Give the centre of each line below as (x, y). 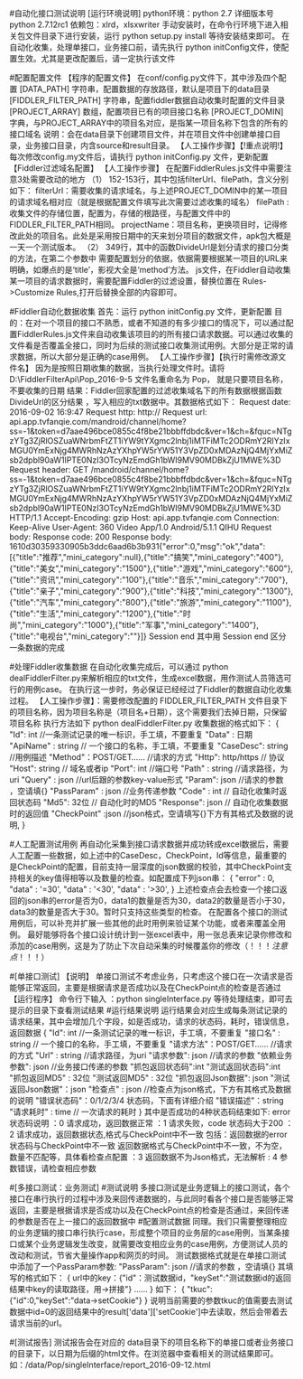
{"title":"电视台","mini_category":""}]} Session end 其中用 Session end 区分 (148, 636)
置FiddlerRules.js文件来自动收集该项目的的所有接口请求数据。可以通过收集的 (151, 334)
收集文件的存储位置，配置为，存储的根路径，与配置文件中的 (120, 213)
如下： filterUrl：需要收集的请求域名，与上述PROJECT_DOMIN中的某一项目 (149, 191)
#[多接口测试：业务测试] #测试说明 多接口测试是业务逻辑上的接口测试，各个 (150, 1187)
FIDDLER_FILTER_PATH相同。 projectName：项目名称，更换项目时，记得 (145, 225)
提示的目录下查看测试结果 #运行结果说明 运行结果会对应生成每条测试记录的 (148, 1010)
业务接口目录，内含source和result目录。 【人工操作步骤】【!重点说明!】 (156, 145)
